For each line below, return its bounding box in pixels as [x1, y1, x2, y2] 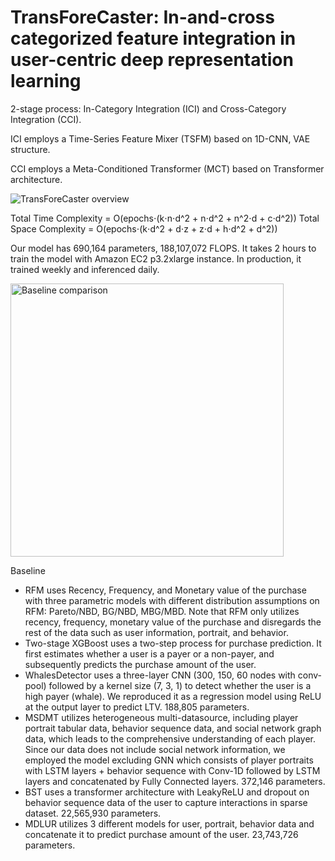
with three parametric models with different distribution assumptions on [24, 594, 320, 606]
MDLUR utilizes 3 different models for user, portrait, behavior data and [24, 817, 315, 830]
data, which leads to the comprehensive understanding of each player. [24, 732, 317, 745]
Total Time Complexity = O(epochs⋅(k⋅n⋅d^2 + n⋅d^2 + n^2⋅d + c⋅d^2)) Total [10, 212, 320, 224]
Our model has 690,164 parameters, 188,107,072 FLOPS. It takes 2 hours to [10, 242, 317, 254]
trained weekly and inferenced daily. [10, 263, 160, 275]
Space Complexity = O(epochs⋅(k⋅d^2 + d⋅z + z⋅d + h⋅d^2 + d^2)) [10, 222, 278, 235]
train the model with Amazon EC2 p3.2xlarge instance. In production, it [10, 252, 302, 265]
